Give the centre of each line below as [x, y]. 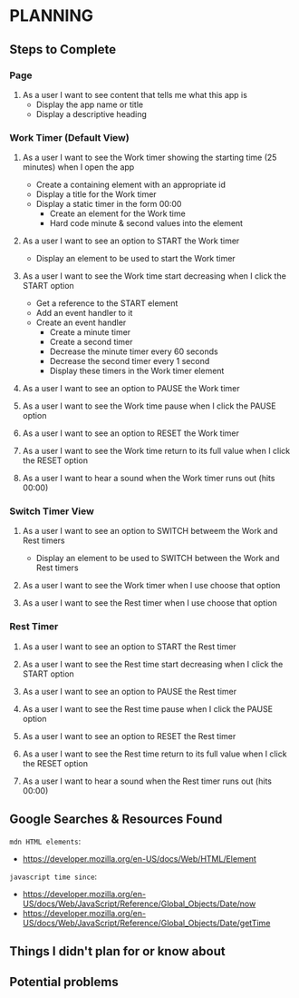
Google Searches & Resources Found [116, 820]
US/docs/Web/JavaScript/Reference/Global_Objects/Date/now [139, 904]
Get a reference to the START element [107, 303]
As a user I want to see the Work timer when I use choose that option [151, 586]
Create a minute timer [90, 332]
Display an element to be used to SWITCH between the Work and [158, 558]
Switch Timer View [52, 511]
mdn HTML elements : [45, 841]
